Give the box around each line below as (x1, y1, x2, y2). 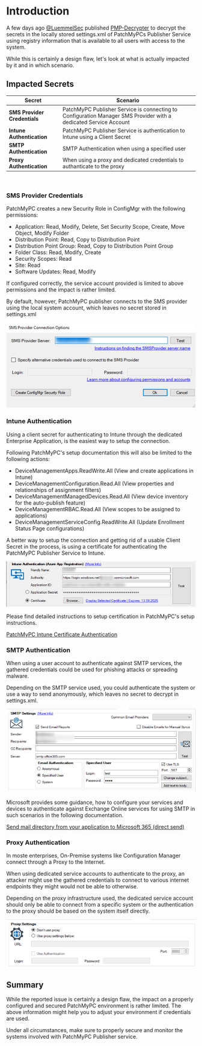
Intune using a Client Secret (62, 133, 131, 140)
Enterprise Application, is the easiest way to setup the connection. (6, 437, 170, 444)
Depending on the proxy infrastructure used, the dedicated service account (6, 895, 194, 902)
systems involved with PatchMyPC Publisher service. (6, 1033, 138, 1041)
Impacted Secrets (6, 79, 74, 89)
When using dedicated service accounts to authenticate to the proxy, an (6, 870, 185, 878)
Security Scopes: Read (14, 255, 72, 263)
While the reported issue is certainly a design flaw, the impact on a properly (6, 996, 194, 1003)
